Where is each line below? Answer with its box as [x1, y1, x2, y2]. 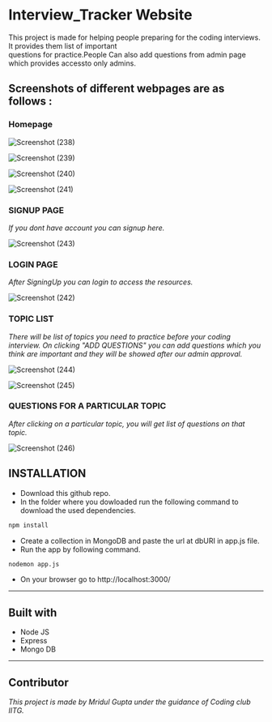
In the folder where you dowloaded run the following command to [19, 497, 239, 506]
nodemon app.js [8, 560, 60, 568]
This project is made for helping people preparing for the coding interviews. [8, 32, 261, 42]
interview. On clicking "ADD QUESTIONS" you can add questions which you [8, 340, 261, 350]
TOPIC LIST [8, 314, 54, 325]
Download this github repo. [19, 488, 111, 498]
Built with [8, 605, 57, 619]
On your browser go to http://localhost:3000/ [19, 575, 172, 584]
